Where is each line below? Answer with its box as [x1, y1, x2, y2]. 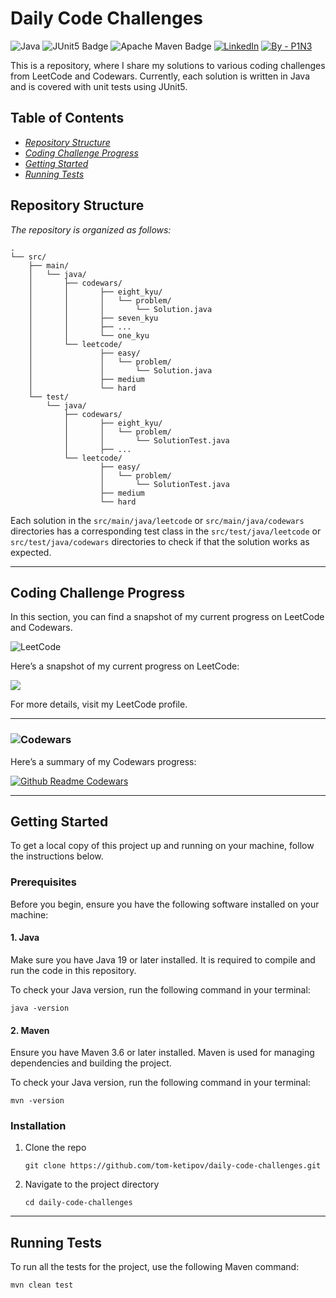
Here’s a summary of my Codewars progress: [10, 755, 197, 767]
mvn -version [10, 1096, 65, 1106]
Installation [10, 1119, 67, 1133]
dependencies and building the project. [10, 1057, 172, 1069]
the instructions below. [10, 850, 104, 862]
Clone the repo [24, 1142, 87, 1154]
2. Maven [10, 1024, 50, 1036]
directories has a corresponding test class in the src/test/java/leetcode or [10, 525, 322, 537]
